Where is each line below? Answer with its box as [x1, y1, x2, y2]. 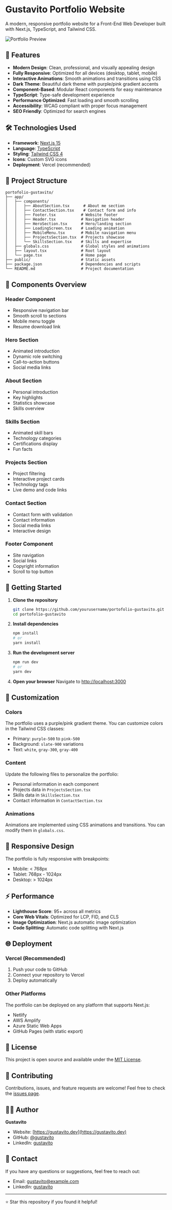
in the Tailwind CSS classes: [5, 726, 65, 732]
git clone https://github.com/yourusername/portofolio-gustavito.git [12, 607, 165, 612]
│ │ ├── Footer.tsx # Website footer [5, 212, 118, 217]
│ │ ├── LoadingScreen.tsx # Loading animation [5, 226, 125, 231]
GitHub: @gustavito [12, 1134, 54, 1140]
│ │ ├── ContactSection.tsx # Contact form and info [5, 208, 137, 213]
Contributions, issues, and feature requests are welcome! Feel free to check [5, 1085, 165, 1091]
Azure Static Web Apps [12, 1022, 62, 1029]
